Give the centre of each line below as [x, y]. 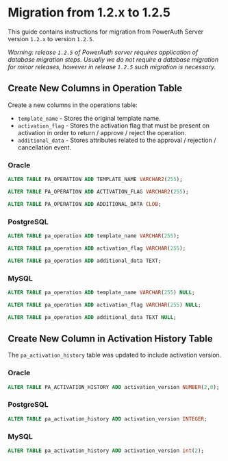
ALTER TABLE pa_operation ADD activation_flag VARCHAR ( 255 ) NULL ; [104, 305]
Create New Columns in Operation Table [95, 88]
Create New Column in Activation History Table [110, 339]
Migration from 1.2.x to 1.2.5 [89, 13]
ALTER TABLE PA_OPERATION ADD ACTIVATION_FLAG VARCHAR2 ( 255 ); [98, 191]
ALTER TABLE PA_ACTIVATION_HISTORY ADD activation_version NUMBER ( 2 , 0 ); [114, 387]
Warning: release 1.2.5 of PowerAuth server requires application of [103, 52]
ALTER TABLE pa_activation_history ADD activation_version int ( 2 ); [106, 451]
